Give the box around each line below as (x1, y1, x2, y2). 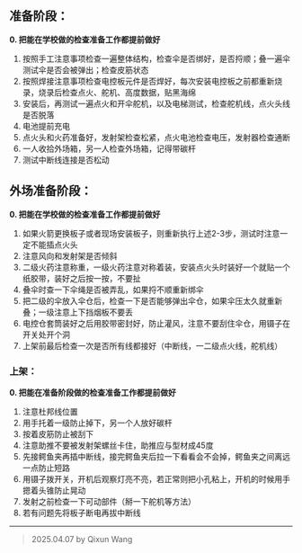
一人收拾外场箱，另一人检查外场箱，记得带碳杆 (22, 143, 196, 154)
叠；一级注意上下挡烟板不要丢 (22, 307, 133, 317)
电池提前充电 (22, 120, 70, 131)
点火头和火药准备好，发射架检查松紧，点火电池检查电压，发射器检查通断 (22, 131, 290, 142)
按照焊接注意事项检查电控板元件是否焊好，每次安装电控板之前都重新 (22, 76, 275, 86)
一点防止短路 (22, 462, 70, 473)
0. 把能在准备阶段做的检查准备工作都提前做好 (9, 387, 177, 397)
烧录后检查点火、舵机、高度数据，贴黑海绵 (38, 86, 196, 97)
